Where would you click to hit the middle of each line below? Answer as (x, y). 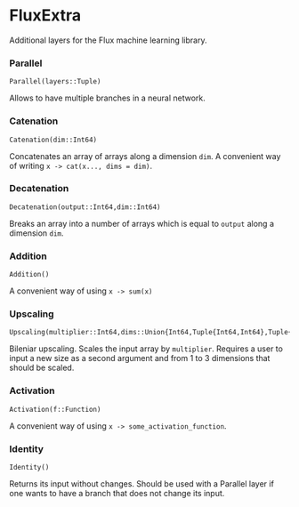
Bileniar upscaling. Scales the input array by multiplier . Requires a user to (146, 349)
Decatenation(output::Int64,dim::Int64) (85, 207)
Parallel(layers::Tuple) (55, 82)
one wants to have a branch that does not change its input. (117, 494)
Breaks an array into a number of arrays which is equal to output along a (141, 223)
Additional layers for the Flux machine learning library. (108, 40)
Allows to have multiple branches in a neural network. (108, 98)
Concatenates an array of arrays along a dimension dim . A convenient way (145, 156)
